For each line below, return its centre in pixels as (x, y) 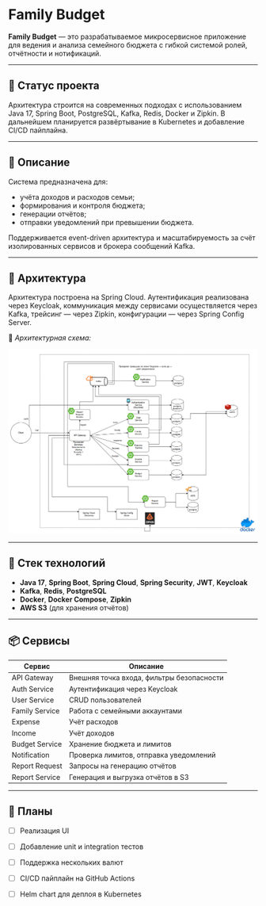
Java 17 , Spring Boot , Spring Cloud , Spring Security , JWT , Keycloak (133, 582)
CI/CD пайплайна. (38, 130)
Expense (26, 722)
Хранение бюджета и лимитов (120, 744)
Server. (20, 323)
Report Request (37, 766)
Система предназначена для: (58, 182)
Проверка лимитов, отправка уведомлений (142, 755)
